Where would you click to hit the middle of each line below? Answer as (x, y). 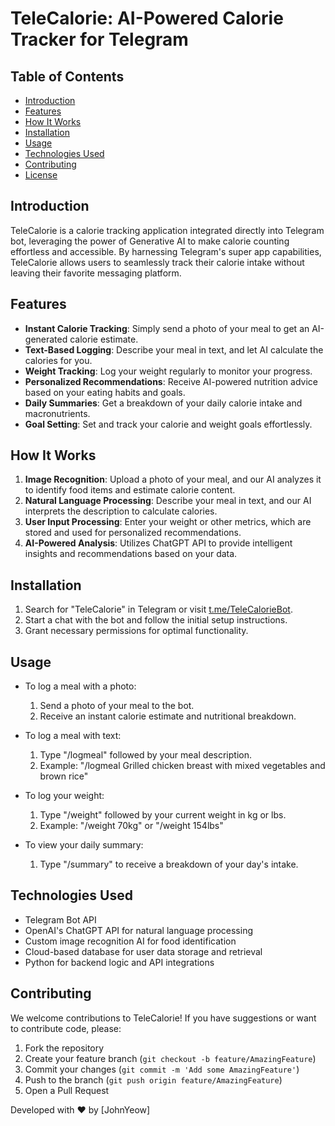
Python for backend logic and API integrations (119, 962)
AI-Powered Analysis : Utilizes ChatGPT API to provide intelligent (158, 543)
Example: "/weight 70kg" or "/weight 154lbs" (131, 826)
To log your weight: (64, 796)
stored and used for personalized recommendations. (133, 533)
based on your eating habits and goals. (105, 392)
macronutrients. (57, 413)
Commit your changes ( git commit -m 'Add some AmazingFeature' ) (162, 1069)
